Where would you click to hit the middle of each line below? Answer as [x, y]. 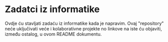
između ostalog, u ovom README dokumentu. [53, 34]
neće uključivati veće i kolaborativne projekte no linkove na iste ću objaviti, [83, 28]
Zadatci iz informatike [52, 9]
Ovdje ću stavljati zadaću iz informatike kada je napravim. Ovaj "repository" [85, 23]
